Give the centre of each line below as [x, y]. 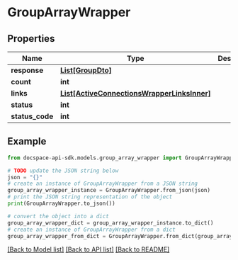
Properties [31, 39]
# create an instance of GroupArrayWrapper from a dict [91, 230]
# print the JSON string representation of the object [90, 197]
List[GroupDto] [86, 70]
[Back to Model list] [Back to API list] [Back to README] [89, 249]
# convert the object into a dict [58, 216]
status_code [32, 116]
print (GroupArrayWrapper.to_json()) [61, 204]
